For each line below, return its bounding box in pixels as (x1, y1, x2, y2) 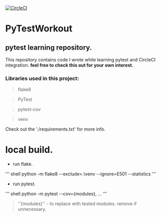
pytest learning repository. (5, 43, 92, 52)
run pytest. (12, 181, 36, 187)
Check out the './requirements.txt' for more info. (5, 126, 106, 133)
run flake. (12, 161, 33, 167)
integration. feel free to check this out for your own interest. (5, 62, 133, 68)
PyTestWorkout (5, 23, 73, 34)
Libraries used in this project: (5, 75, 79, 82)
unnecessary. (17, 206, 47, 212)
